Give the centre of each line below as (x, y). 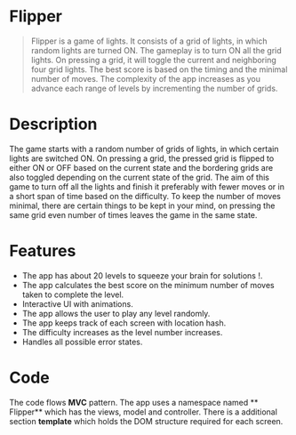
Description (53, 124)
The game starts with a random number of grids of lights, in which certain (144, 149)
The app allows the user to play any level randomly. (116, 313)
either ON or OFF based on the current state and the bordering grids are (141, 167)
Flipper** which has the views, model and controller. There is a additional (144, 412)
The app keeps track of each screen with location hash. (124, 323)
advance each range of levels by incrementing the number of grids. (154, 88)
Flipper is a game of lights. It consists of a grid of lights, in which (149, 41)
